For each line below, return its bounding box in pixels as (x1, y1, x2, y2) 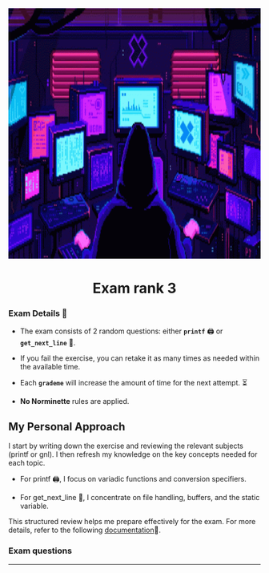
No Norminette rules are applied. (19, 397, 130, 406)
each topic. (8, 458, 46, 468)
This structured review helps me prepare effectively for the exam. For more (8, 517, 256, 527)
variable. (19, 501, 50, 511)
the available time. (19, 362, 81, 372)
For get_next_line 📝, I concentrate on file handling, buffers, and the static (19, 493, 260, 502)
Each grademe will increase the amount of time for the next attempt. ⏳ (19, 378, 248, 388)
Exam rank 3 (92, 280, 177, 297)
